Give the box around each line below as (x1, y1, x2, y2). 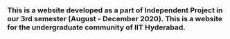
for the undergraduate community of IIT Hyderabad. (7, 23, 186, 32)
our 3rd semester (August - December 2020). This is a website (7, 14, 223, 23)
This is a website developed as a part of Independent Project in (7, 5, 223, 15)
